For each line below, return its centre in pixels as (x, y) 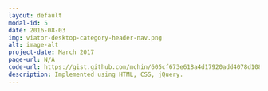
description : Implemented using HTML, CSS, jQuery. (96, 74)
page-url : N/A (32, 60)
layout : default (35, 15)
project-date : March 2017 (51, 52)
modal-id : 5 (28, 23)
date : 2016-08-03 (37, 30)
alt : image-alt (33, 45)
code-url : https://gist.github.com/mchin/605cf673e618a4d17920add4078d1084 (137, 67)
